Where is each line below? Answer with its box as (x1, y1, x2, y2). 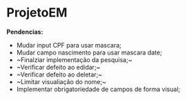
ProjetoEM (6, 5, 68, 21)
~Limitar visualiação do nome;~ (16, 77, 106, 86)
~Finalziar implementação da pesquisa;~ (16, 55, 132, 63)
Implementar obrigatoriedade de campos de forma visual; (16, 85, 181, 93)
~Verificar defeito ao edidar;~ (16, 63, 101, 71)
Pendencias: (6, 28, 43, 36)
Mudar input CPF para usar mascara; (16, 41, 122, 49)
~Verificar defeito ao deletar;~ (16, 70, 103, 79)
